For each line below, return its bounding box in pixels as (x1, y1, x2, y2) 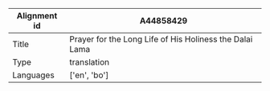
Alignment (16, 10, 58, 21)
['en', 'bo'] (69, 69, 109, 81)
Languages (12, 69, 55, 81)
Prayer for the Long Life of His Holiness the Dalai (69, 34, 253, 45)
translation (69, 57, 110, 67)
